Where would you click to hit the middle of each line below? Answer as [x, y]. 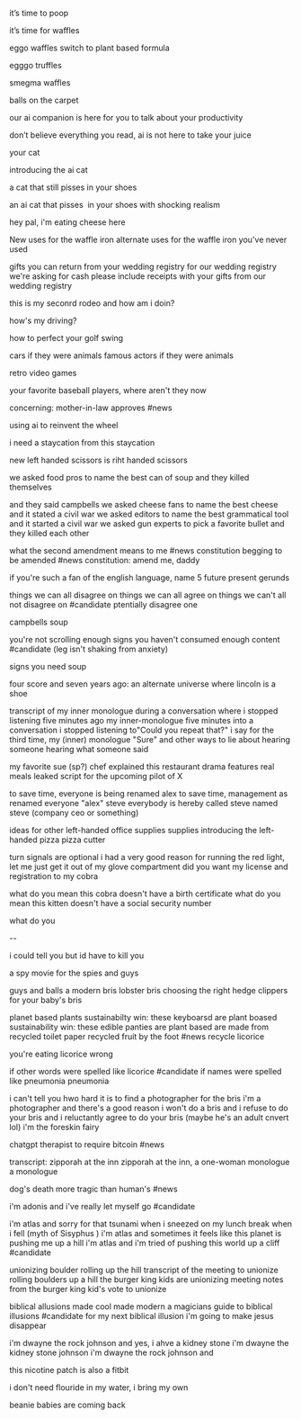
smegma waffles [40, 83]
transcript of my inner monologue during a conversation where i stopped [144, 711]
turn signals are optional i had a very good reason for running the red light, [147, 857]
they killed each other [49, 533]
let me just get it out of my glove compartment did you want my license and [149, 867]
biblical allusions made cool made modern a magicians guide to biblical [141, 1307]
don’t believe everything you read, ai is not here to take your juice [130, 135]
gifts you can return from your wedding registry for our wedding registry [143, 266]
